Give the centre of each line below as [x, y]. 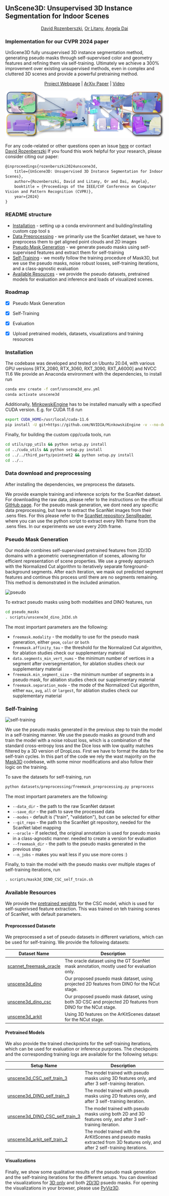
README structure [28, 215]
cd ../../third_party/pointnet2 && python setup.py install [70, 455]
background [18, 571]
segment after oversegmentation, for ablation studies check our [78, 663]
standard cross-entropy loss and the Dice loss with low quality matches [79, 746]
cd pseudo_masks [22, 612]
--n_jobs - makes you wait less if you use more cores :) [70, 854]
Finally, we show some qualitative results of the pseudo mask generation [80, 1172]
